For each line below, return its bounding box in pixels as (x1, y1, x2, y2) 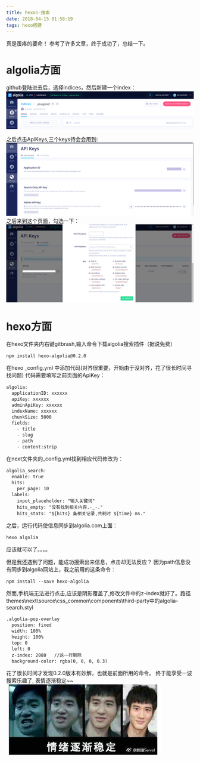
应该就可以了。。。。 (6, 546, 51, 553)
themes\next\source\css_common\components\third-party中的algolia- (6, 597, 179, 605)
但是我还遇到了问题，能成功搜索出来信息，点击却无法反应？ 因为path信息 (6, 558, 186, 566)
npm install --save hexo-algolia (6, 579, 89, 584)
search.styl (6, 604, 34, 611)
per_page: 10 (17, 486, 49, 492)
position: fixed (11, 622, 52, 629)
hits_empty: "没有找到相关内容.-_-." (17, 505, 103, 511)
